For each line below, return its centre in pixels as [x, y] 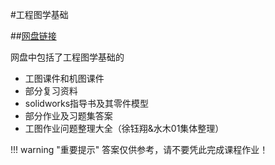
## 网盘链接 [33, 36]
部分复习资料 [51, 91]
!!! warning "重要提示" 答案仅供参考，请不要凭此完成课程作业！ [139, 149]
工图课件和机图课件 [64, 78]
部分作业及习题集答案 [68, 116]
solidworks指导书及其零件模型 [87, 103]
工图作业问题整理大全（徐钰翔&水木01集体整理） [124, 128]
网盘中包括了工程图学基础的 [67, 57]
